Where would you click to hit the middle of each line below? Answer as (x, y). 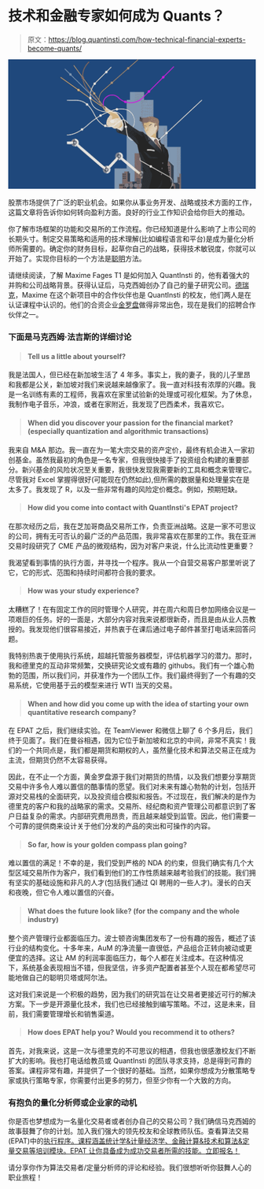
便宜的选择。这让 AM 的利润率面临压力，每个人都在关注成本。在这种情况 (126, 957)
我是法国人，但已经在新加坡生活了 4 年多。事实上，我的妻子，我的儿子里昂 (129, 375)
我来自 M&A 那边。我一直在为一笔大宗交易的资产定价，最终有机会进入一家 (128, 450)
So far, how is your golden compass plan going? (107, 844)
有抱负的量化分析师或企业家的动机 (73, 1102)
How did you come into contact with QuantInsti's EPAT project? (132, 508)
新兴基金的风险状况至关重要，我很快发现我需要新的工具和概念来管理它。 (139, 469)
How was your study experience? (83, 591)
